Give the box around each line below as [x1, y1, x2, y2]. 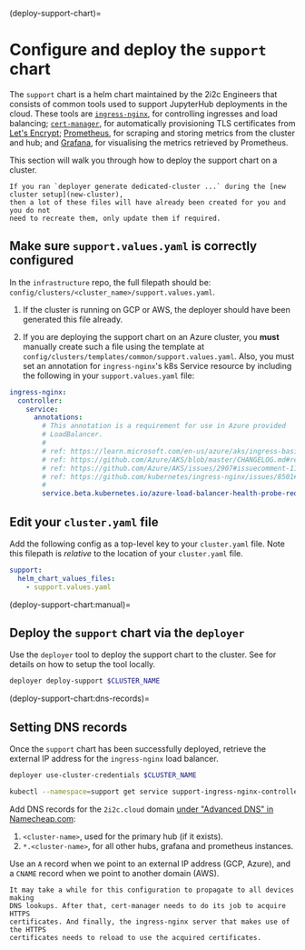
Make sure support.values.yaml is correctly [9, 238, 257, 254]
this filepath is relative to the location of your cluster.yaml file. [9, 547, 243, 558]
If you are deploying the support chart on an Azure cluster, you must [22, 331, 280, 342]
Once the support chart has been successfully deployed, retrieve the [9, 744, 266, 755]
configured [9, 253, 74, 268]
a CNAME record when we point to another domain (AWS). [9, 867, 220, 878]
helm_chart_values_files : [17, 574, 116, 583]
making [9, 893, 34, 903]
